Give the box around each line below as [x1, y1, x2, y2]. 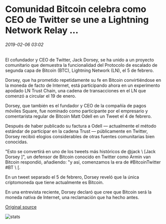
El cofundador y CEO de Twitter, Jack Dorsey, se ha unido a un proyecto [5, 57, 154, 63]
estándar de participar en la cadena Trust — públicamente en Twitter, [5, 128, 148, 134]
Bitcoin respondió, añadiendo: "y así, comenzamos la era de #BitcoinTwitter [5, 159, 161, 165]
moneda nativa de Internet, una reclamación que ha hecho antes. [5, 195, 139, 201]
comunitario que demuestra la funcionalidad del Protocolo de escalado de [5, 62, 157, 68]
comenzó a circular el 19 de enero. [5, 93, 76, 99]
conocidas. [5, 139, 28, 145]
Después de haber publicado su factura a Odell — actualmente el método [5, 123, 156, 129]
